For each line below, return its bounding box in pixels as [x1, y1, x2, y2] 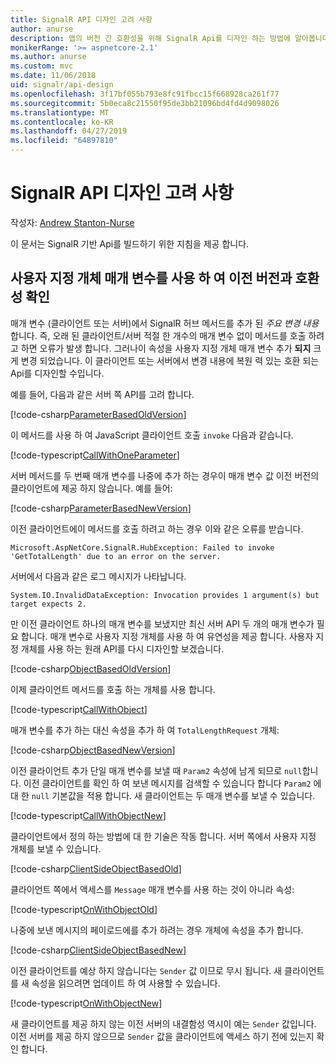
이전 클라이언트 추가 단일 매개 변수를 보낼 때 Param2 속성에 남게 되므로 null [10, 764, 303, 776]
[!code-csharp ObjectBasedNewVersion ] [10, 744, 176, 756]
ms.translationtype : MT [10, 107, 110, 118]
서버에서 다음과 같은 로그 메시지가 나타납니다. [10, 570, 187, 582]
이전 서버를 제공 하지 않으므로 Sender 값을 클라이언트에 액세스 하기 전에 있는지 [10, 1030, 315, 1042]
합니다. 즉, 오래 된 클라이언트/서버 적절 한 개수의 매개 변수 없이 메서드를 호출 [10, 329, 307, 341]
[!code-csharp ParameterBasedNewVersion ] [10, 502, 192, 514]
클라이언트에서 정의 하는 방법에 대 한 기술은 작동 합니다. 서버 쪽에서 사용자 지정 [10, 830, 317, 842]
